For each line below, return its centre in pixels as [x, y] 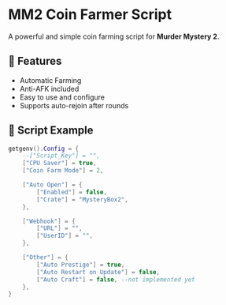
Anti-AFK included [49, 88]
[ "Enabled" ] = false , [72, 192]
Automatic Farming [50, 80]
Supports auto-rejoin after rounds [74, 105]
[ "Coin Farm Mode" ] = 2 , [63, 171]
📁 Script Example [51, 131]
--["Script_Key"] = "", [61, 156]
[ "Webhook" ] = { [49, 221]
